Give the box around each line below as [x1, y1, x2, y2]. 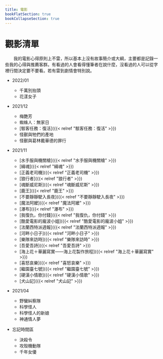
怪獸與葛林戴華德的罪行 [19, 138, 66, 144]
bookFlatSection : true [5, 12, 51, 17]
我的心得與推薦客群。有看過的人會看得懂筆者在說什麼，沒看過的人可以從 [9, 62, 154, 68]
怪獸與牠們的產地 [19, 132, 54, 138]
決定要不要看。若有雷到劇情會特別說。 [17, 68, 95, 73]
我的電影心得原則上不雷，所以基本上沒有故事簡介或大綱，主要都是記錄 [13, 55, 154, 61]
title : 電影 [5, 7, 28, 12]
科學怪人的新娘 [19, 310, 49, 316]
